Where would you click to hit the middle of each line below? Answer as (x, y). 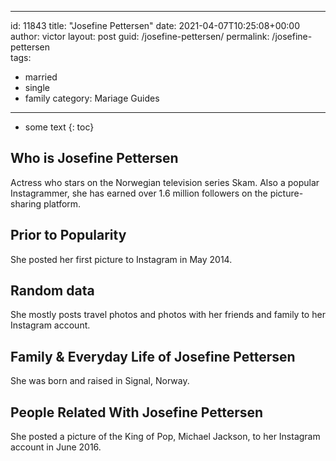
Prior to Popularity (68, 235)
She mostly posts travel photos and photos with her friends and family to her (168, 315)
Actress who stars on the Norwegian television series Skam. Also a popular (165, 182)
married (41, 77)
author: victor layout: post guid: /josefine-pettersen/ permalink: (140, 36)
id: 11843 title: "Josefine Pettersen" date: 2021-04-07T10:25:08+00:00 (155, 25)
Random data (52, 291)
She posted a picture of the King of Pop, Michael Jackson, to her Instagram (165, 437)
